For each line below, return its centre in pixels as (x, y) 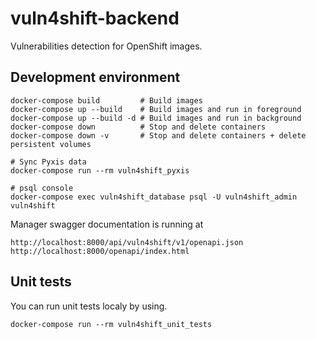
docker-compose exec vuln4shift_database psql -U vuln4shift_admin (154, 197)
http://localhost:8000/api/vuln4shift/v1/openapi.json (127, 242)
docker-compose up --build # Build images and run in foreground (156, 109)
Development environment (95, 77)
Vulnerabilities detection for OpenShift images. (106, 46)
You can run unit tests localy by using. (89, 306)
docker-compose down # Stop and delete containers (138, 127)
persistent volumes (51, 144)
